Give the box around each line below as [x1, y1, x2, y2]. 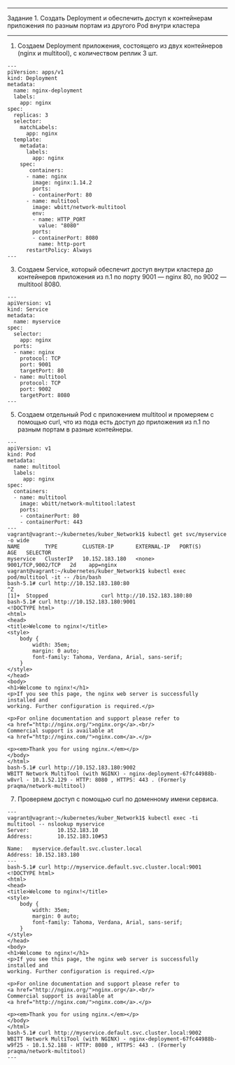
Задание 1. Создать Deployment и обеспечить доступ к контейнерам [7, 14, 213, 22]
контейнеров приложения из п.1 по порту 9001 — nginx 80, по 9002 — [17, 273, 227, 281]
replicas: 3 [13, 112, 49, 119]
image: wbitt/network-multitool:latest [20, 500, 136, 507]
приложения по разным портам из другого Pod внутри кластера [7, 22, 201, 29]
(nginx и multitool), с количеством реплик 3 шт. [17, 49, 158, 57]
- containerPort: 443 [20, 518, 83, 525]
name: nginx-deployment [13, 87, 83, 94]
